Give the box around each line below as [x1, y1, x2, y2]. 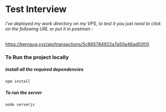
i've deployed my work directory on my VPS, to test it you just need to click [5, 20, 161, 26]
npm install [5, 79, 30, 84]
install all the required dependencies [5, 66, 84, 72]
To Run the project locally [5, 54, 69, 61]
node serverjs [5, 102, 35, 107]
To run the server [5, 89, 42, 95]
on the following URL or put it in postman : [5, 26, 93, 32]
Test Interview [5, 4, 67, 15]
